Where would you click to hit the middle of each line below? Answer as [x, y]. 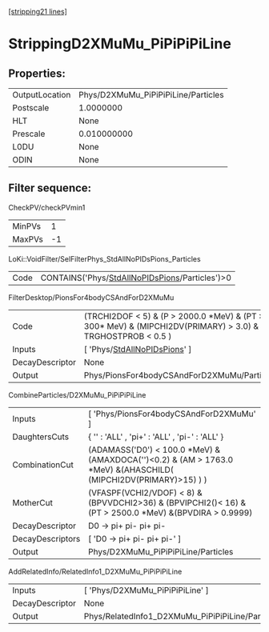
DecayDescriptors [46, 538]
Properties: [37, 73]
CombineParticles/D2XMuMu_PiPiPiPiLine [77, 394]
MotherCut [33, 502]
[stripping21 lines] [38, 12]
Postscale [31, 108]
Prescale [29, 134]
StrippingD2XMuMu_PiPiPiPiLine [120, 44]
